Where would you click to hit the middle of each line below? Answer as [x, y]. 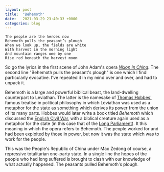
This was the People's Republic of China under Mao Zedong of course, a [78, 149]
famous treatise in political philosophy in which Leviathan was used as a [78, 103]
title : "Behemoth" [25, 14]
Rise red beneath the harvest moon [41, 58]
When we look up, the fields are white [46, 45]
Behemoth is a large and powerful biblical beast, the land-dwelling [72, 92]
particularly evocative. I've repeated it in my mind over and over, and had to [81, 78]
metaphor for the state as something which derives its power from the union [82, 108]
